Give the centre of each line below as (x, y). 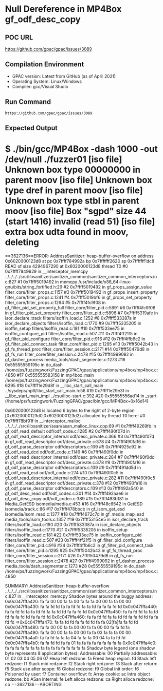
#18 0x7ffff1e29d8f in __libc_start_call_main (60, 385)
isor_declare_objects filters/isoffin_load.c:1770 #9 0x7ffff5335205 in (73, 323)
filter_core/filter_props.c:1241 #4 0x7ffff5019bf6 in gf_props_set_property (78, 297)
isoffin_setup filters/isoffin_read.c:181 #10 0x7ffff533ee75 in (65, 328)
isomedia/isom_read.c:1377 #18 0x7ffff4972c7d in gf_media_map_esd (75, 514)
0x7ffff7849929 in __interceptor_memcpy (47, 271)
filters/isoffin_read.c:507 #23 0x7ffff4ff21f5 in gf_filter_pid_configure (74, 540)
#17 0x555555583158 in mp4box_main (55, 375)
